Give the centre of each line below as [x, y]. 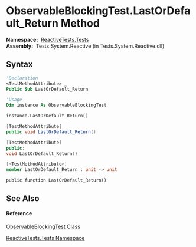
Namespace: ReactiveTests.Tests [48, 39]
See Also [23, 198]
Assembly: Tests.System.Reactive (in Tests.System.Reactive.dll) [85, 46]
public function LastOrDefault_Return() [57, 180]
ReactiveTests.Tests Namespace [45, 238]
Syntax [19, 65]
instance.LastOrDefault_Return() [47, 116]
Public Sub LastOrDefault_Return [47, 89]
